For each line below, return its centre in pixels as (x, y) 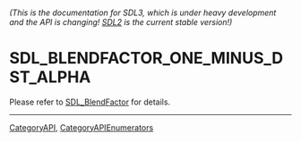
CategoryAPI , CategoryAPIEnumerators (82, 127)
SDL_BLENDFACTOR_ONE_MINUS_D (146, 58)
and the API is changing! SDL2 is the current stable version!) (121, 21)
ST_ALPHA (50, 77)
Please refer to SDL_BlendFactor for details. (90, 102)
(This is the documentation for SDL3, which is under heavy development (143, 13)
